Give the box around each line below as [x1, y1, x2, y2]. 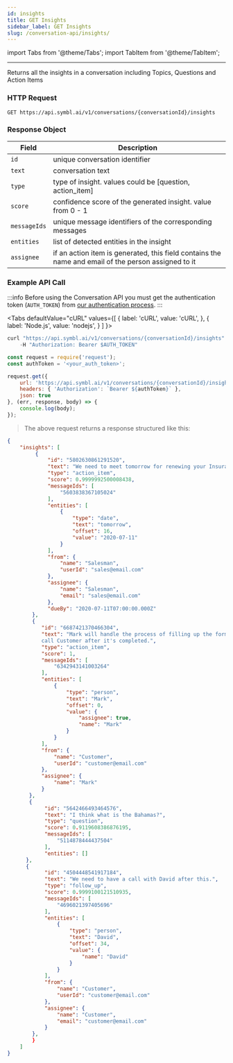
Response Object [7, 125, 67, 135]
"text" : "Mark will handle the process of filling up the [41, 631, 213, 638]
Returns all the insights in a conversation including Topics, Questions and [7, 69, 216, 77]
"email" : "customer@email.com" [56, 1017, 148, 1025]
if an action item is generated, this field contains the [53, 248, 222, 257]
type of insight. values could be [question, [53, 177, 190, 187]
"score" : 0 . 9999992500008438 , [47, 476, 135, 483]
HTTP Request [7, 93, 58, 103]
